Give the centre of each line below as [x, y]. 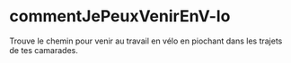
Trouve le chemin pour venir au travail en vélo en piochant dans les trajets [146, 41]
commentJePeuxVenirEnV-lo [120, 16]
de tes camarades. [44, 50]
